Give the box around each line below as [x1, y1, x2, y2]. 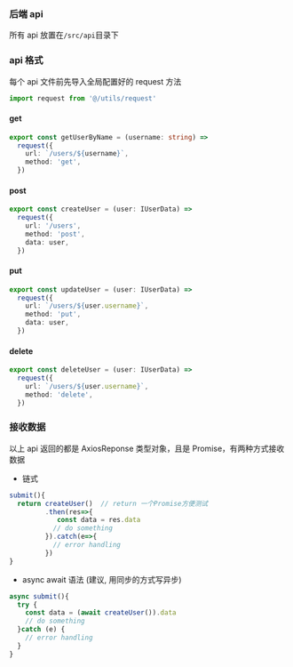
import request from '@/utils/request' [9, 93, 157, 103]
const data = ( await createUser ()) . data [25, 608, 177, 617]
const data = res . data [56, 516, 141, 525]
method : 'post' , [25, 229, 86, 238]
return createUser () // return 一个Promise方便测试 [17, 499, 209, 508]
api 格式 [9, 54, 44, 67]
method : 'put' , [25, 309, 82, 319]
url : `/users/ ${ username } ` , [25, 149, 129, 158]
